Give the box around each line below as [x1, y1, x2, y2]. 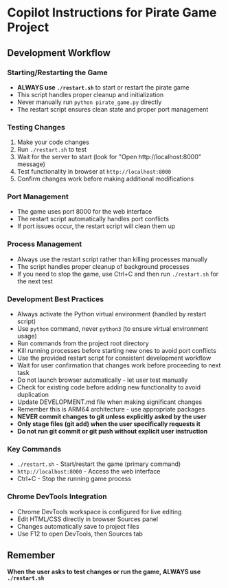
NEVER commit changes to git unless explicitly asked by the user [16, 412, 207, 421]
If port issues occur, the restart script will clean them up [16, 222, 176, 230]
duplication [16, 391, 49, 399]
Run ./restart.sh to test [16, 145, 87, 154]
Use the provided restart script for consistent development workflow [16, 354, 212, 363]
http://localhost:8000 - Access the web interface [16, 467, 161, 476]
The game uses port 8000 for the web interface [16, 207, 152, 216]
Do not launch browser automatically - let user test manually [16, 376, 188, 384]
